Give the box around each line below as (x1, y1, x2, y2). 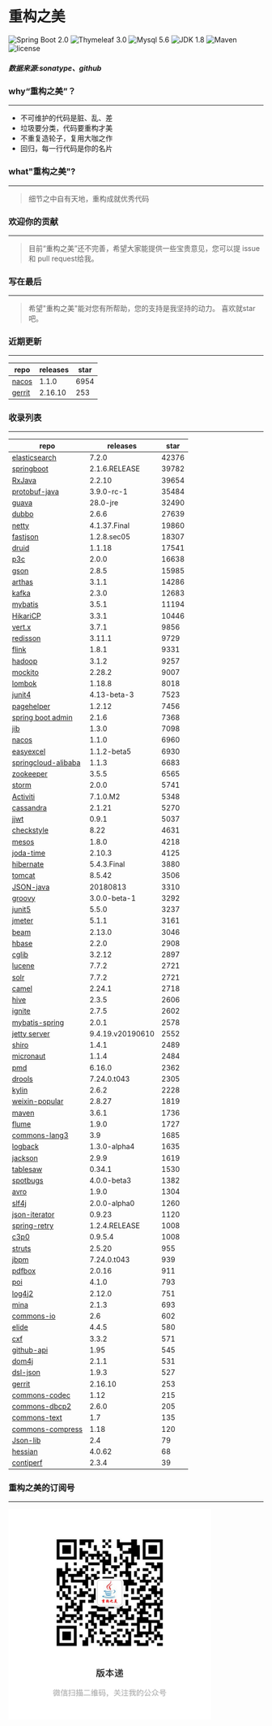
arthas (11, 577, 34, 586)
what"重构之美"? (8, 166, 76, 177)
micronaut (11, 1051, 46, 1061)
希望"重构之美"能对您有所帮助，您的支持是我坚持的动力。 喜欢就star (28, 304, 256, 314)
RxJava (11, 475, 36, 485)
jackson (11, 1153, 38, 1162)
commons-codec (11, 1390, 71, 1399)
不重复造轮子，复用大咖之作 (19, 133, 113, 143)
